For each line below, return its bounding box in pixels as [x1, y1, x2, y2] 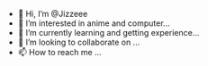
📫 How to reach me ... [17, 47, 102, 57]
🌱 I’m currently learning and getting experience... [17, 28, 200, 37]
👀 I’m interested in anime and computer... [17, 18, 170, 29]
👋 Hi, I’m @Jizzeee [17, 9, 88, 19]
